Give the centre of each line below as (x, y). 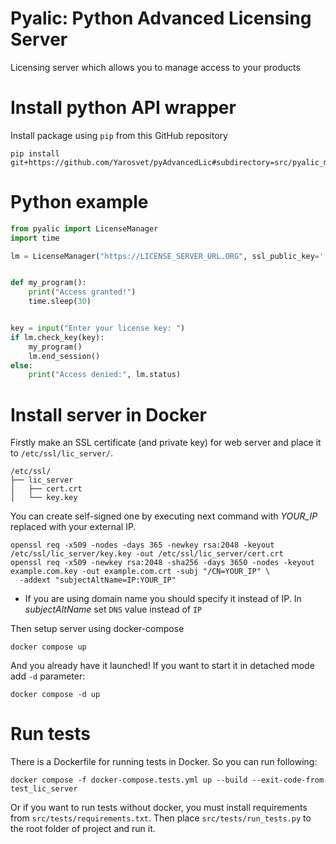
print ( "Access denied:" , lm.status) (105, 375)
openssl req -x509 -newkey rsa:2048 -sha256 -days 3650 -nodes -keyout (162, 563)
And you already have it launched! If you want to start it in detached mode (162, 666)
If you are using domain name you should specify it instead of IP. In (163, 599)
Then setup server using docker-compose (97, 629)
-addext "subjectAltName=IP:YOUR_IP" (98, 580)
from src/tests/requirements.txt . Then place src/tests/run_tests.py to (161, 818)
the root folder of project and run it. (83, 829)
